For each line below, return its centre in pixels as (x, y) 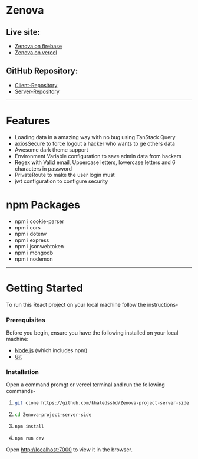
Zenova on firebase (38, 46)
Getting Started (45, 288)
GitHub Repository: (42, 71)
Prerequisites (26, 320)
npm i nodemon (34, 259)
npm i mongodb (34, 253)
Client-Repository (36, 85)
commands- (21, 391)
